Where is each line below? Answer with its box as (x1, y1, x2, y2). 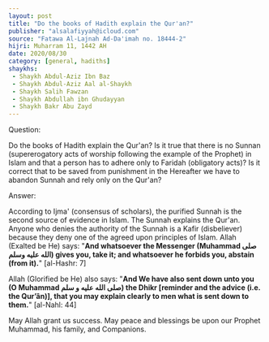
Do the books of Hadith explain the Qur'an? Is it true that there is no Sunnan (8, 141, 261, 150)
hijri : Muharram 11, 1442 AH (8, 42, 107, 50)
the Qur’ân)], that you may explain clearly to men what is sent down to (8, 292, 250, 301)
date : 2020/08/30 (8, 50, 67, 58)
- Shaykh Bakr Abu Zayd (11, 102, 92, 110)
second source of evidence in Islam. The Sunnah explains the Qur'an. (8, 215, 241, 225)
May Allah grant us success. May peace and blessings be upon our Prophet (8, 316, 261, 326)
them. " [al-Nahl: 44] (8, 300, 77, 310)
